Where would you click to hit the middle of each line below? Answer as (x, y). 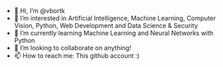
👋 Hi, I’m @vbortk (40, 11)
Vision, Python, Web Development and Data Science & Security (106, 25)
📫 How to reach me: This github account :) (77, 55)
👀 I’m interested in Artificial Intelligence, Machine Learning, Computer (115, 18)
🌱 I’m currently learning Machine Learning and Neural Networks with (114, 33)
